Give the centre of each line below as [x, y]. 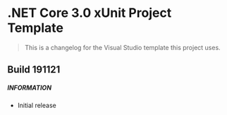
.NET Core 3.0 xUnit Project [90, 13]
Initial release [37, 105]
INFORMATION [29, 87]
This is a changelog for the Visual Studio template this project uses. [122, 47]
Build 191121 [34, 69]
